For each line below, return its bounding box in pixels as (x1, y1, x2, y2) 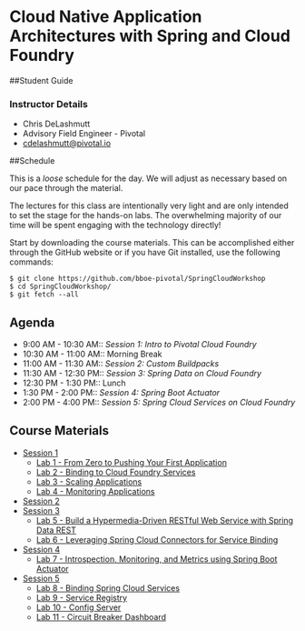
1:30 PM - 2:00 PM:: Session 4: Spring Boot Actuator (22, 387, 221, 398)
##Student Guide (9, 75, 74, 85)
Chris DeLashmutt (22, 118, 91, 129)
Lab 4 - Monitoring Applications (35, 486, 155, 496)
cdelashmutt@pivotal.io (22, 138, 112, 149)
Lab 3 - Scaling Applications (35, 476, 143, 487)
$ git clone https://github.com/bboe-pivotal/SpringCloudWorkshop (9, 275, 266, 284)
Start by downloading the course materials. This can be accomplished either (9, 237, 295, 248)
